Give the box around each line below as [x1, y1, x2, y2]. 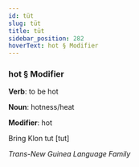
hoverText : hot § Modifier [8, 42, 99, 50]
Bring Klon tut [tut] [8, 134, 70, 144]
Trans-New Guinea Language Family [8, 149, 131, 159]
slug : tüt [8, 19, 42, 27]
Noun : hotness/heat [8, 102, 75, 112]
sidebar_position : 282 [8, 34, 84, 43]
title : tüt [8, 27, 45, 35]
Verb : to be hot [8, 86, 59, 97]
